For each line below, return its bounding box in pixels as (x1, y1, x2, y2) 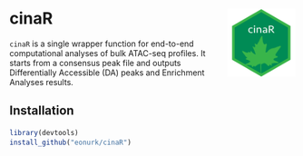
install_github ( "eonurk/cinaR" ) (9, 138, 132, 147)
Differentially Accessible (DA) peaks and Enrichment (9, 67, 205, 78)
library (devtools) (9, 128, 79, 137)
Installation (9, 103, 74, 119)
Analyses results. (9, 76, 74, 87)
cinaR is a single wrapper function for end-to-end (9, 38, 194, 49)
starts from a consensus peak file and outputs (9, 57, 181, 68)
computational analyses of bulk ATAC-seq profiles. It (9, 47, 206, 58)
